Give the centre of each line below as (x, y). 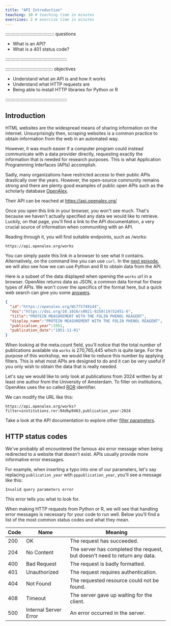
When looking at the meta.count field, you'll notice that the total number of (83, 345)
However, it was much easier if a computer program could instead (74, 149)
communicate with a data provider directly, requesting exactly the (74, 154)
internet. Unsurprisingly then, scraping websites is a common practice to (81, 134)
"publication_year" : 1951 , (37, 326)
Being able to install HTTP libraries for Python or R (65, 90)
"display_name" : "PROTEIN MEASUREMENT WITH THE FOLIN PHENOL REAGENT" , (86, 321)
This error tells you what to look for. (42, 499)
